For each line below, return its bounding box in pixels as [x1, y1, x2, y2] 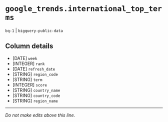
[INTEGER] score [12, 81, 47, 87]
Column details [5, 42, 53, 50]
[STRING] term [12, 76, 42, 82]
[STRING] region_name [12, 97, 58, 103]
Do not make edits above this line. [5, 112, 75, 118]
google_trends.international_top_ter [5, 4, 162, 13]
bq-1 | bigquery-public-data [5, 27, 63, 33]
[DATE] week [12, 55, 37, 61]
